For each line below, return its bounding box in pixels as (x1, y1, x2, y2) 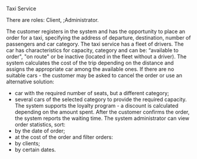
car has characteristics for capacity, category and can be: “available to (6, 47, 179, 54)
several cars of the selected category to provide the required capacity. (14, 96, 188, 103)
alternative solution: (6, 78, 54, 85)
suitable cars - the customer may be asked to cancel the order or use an (6, 72, 182, 79)
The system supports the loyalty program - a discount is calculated (14, 102, 179, 109)
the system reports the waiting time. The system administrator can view (14, 115, 190, 122)
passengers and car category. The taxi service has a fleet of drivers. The (6, 41, 184, 47)
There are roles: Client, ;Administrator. (6, 17, 99, 23)
